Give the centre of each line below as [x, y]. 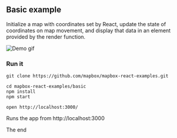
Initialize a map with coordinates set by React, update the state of [86, 24]
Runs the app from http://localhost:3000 [56, 118]
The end [16, 130]
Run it [15, 64]
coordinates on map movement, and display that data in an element [88, 30]
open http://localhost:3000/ [42, 107]
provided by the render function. [46, 37]
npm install [21, 92]
